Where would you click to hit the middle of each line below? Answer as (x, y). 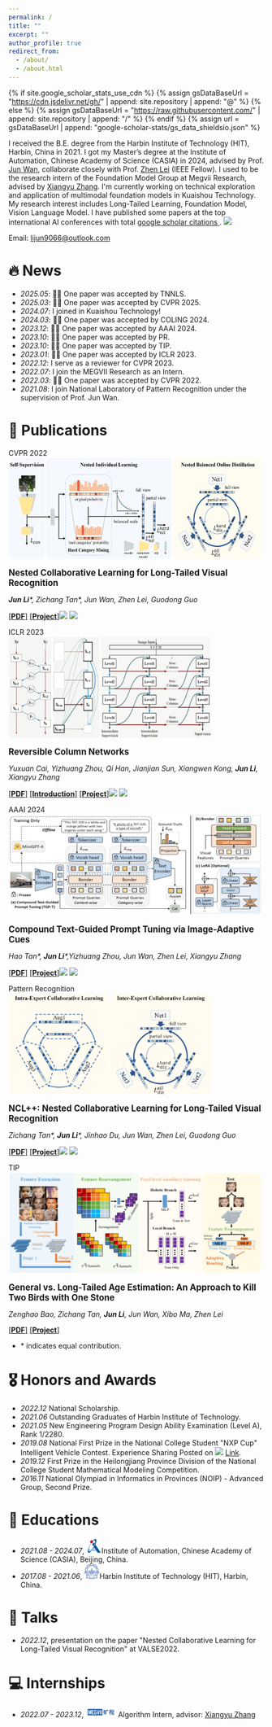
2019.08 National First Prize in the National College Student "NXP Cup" (138, 1443)
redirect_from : (34, 52)
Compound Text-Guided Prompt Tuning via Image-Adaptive (131, 929)
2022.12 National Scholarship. (70, 1408)
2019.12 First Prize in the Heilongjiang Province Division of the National (138, 1461)
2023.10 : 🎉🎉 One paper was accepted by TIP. (96, 345)
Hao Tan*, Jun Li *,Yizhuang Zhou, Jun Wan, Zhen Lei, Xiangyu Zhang (125, 955)
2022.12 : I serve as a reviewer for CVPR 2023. (97, 363)
